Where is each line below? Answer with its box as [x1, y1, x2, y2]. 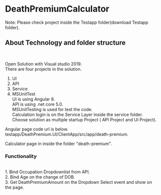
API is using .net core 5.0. [12, 101, 64, 107]
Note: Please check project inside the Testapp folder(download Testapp [5, 19, 149, 25]
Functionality [5, 153, 37, 160]
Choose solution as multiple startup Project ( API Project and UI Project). [12, 116, 157, 122]
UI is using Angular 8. [12, 96, 55, 102]
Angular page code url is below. [5, 126, 69, 132]
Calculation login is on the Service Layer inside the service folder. [12, 112, 143, 117]
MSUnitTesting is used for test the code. [12, 106, 93, 112]
